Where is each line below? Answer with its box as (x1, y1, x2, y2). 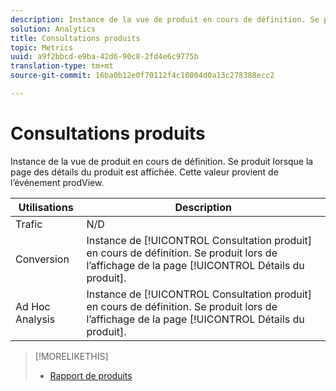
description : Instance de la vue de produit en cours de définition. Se (10, 14, 320, 25)
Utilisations (18, 200, 74, 214)
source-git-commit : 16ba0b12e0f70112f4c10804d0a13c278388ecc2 (10, 71, 275, 81)
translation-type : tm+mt (10, 61, 114, 71)
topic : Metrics (10, 42, 74, 53)
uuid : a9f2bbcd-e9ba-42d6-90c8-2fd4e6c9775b (10, 52, 199, 62)
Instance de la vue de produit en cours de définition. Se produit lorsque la (10, 155, 314, 167)
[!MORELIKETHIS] (34, 350, 109, 362)
